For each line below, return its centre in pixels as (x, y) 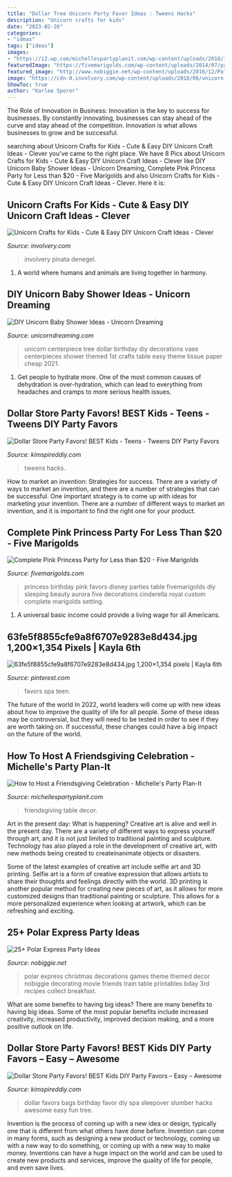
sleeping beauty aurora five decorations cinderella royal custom (115, 594)
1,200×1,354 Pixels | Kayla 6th (74, 648)
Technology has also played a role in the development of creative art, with (112, 846)
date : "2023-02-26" (35, 26)
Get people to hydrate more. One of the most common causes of (109, 377)
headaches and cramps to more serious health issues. (94, 392)
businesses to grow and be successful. (63, 133)
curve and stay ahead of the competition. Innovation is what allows (102, 125)
